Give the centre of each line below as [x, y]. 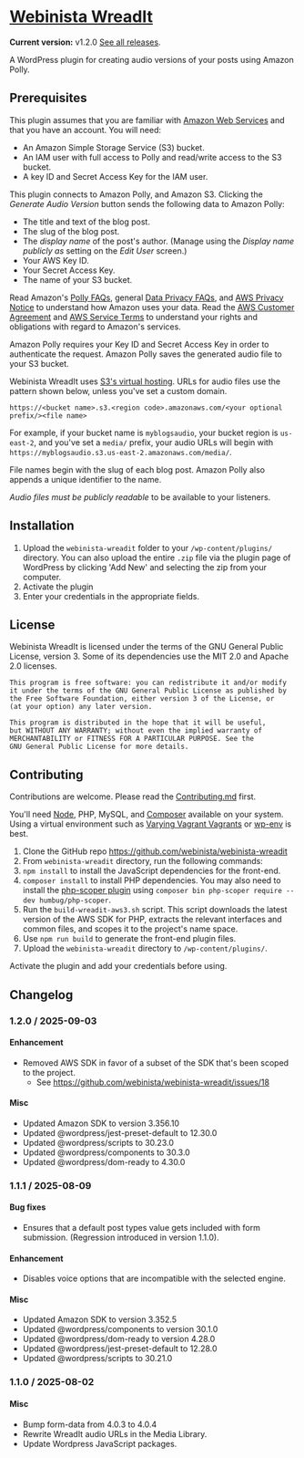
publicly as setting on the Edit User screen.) [105, 250]
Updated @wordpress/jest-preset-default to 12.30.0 [120, 1132]
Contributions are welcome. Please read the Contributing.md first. [133, 797]
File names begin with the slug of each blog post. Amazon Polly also [137, 469]
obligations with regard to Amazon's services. [96, 327]
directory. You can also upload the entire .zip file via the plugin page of [157, 557]
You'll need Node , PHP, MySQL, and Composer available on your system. [147, 815]
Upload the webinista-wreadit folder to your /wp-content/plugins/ [147, 547]
